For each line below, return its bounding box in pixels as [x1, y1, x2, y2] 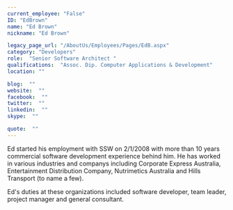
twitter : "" [7, 100, 45, 107]
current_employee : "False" [7, 10, 86, 17]
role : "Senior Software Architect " [7, 55, 117, 63]
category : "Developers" [7, 49, 77, 56]
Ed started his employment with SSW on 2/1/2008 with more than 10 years [7, 144, 220, 153]
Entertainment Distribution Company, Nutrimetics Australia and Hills [7, 166, 201, 175]
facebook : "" [7, 93, 49, 101]
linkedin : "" [7, 106, 49, 113]
